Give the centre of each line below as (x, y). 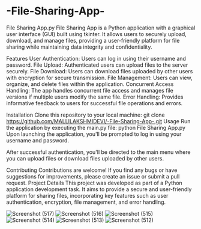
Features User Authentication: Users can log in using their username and (96, 58)
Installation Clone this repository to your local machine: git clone (85, 115)
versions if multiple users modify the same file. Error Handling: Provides (95, 97)
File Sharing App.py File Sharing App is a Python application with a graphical (101, 28)
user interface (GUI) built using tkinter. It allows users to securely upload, (97, 34)
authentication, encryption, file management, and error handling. (86, 202)
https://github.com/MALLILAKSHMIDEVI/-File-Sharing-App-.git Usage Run (98, 121)
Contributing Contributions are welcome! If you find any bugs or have (92, 170)
